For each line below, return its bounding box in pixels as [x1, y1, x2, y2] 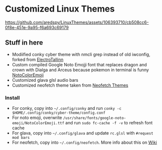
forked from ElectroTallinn [12, 57, 64, 62]
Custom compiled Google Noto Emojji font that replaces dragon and [12, 61, 147, 67]
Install [5, 94, 20, 101]
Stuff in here [5, 39, 44, 47]
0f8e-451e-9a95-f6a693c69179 [5, 24, 69, 30]
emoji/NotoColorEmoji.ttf [12, 121, 64, 126]
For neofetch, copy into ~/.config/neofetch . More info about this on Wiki [12, 139, 157, 146]
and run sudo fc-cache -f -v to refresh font [65, 120, 153, 126]
